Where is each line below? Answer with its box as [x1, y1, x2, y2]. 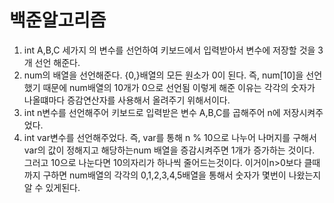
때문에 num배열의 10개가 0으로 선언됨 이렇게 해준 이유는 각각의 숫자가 [42, 81, 316, 93]
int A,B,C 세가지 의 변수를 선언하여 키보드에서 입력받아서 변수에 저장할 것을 [23, 44, 316, 56]
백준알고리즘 [9, 9, 107, 32]
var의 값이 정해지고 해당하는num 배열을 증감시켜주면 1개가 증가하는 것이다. [23, 144, 316, 156]
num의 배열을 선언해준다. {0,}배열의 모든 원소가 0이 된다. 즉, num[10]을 [23, 69, 304, 81]
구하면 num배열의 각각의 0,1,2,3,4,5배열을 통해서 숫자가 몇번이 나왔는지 [42, 169, 322, 181]
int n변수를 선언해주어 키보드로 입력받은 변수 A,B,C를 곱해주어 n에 [23, 106, 281, 118]
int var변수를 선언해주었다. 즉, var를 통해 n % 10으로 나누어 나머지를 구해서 [23, 131, 317, 143]
